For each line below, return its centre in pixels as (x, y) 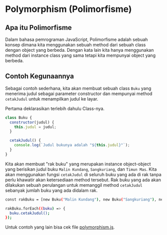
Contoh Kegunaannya (40, 76)
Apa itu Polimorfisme (39, 28)
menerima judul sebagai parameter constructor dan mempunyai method (79, 94)
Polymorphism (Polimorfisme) (69, 9)
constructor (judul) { (32, 122)
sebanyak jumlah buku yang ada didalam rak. (51, 190)
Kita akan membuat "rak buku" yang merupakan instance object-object (78, 164)
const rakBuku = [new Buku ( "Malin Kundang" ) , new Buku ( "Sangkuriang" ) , (81, 199)
